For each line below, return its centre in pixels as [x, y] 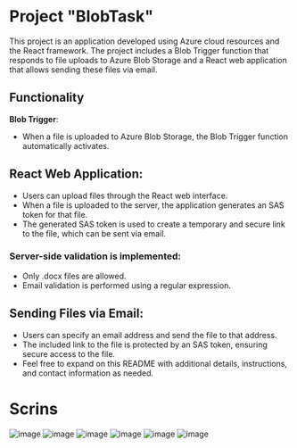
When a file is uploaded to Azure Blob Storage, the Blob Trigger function [155, 137]
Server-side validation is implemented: [95, 256]
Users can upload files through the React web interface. [125, 195]
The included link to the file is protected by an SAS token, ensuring [144, 344]
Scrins [34, 409]
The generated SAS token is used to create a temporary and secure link [153, 224]
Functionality [47, 98]
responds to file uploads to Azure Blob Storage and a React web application [148, 60]
